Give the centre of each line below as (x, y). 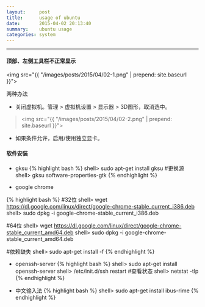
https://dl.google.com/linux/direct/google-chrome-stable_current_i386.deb (101, 206)
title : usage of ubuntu (43, 18)
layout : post (28, 12)
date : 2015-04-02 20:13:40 (49, 23)
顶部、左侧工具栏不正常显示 (41, 61)
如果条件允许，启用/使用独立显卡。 (59, 138)
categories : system (31, 35)
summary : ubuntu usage (39, 29)
